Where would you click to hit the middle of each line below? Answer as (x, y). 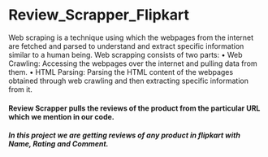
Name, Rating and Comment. (58, 144)
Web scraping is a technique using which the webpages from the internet (131, 37)
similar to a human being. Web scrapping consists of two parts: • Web (125, 55)
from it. (20, 89)
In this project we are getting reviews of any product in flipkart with (125, 135)
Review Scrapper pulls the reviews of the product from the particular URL (134, 108)
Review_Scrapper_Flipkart (99, 15)
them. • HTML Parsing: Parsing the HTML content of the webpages (121, 72)
